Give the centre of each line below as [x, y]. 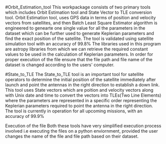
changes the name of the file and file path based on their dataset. [72, 136]
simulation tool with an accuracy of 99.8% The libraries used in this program [83, 44]
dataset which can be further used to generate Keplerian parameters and [80, 33]
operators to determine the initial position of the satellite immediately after [81, 79]
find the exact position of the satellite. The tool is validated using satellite [79, 38]
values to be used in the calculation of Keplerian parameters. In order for [79, 54]
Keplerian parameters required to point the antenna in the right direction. [79, 106]
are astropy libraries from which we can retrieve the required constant [77, 49]
